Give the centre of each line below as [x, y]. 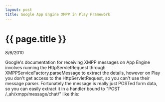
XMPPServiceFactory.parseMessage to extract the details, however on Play [83, 73]
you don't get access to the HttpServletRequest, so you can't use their [78, 78]
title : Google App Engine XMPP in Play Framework [58, 14]
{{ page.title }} [36, 39]
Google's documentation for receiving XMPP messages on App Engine [78, 62]
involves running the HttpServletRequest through [55, 68]
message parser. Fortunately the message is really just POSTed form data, [81, 84]
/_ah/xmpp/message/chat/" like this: [42, 94]
